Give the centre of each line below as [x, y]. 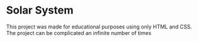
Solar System [40, 10]
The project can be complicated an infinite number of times [79, 33]
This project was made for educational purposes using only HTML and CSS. [99, 27]
